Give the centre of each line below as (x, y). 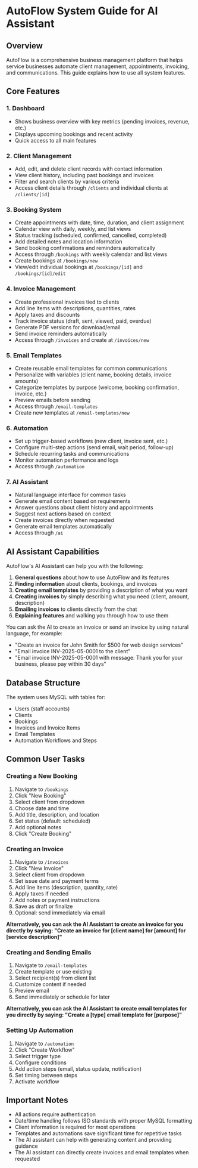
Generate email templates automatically (63, 527)
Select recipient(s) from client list (55, 978)
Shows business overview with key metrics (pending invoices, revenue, (102, 121)
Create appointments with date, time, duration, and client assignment (99, 223)
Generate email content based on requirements (73, 501)
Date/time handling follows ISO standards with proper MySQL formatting (103, 1121)
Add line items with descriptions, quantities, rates (75, 308)
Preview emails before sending (53, 400)
